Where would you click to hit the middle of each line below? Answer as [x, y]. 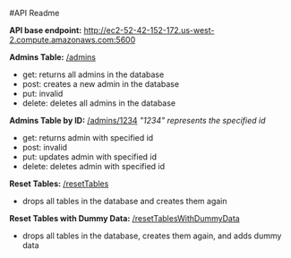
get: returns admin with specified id [88, 138]
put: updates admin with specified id [90, 157]
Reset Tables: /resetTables [59, 184]
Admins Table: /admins [53, 57]
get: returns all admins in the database [93, 74]
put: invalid [43, 94]
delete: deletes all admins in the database [99, 103]
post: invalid [45, 147]
